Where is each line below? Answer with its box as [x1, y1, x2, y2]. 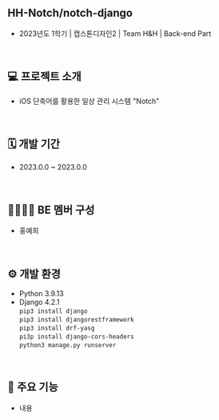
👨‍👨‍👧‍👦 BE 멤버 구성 [7, 203, 95, 217]
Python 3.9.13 [18, 289, 65, 298]
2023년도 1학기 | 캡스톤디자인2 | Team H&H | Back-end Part [18, 28, 212, 38]
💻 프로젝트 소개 [7, 70, 82, 83]
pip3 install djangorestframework [18, 316, 134, 324]
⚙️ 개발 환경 [7, 267, 62, 281]
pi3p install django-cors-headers [18, 333, 134, 341]
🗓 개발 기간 [7, 138, 61, 151]
